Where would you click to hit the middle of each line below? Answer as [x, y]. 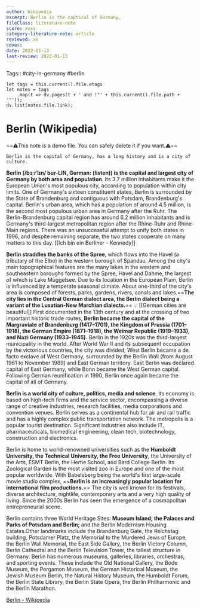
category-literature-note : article [50, 34]
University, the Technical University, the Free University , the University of [99, 456]
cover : [14, 45]
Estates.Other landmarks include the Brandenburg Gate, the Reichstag [93, 531]
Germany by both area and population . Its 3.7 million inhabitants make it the [100, 179]
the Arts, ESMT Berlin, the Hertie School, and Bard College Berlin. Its [90, 462]
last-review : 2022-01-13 [37, 56]
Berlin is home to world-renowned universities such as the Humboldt [91, 449]
